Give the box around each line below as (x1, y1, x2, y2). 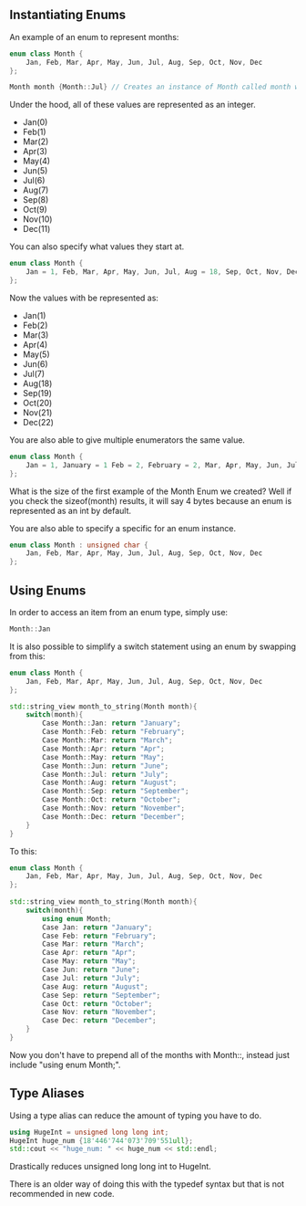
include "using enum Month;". (9, 1059, 121, 1070)
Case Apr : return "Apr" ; (42, 949, 137, 958)
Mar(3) (22, 329, 49, 341)
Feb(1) (22, 127, 47, 138)
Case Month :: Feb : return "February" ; (42, 728, 185, 737)
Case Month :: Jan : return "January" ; (42, 718, 181, 729)
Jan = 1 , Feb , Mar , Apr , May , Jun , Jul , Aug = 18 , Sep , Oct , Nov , (25, 267, 283, 277)
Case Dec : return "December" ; (42, 1016, 157, 1025)
